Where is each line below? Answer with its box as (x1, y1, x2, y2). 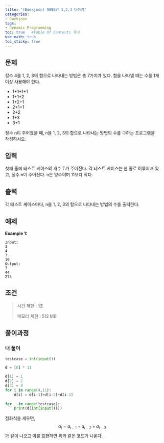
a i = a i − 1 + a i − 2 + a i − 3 (58, 423, 107, 431)
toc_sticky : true (5, 39, 41, 44)
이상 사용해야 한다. (5, 78, 41, 84)
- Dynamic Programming (5, 26, 51, 30)
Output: (5, 261, 21, 266)
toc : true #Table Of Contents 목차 (5, 30, 80, 35)
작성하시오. (5, 136, 26, 142)
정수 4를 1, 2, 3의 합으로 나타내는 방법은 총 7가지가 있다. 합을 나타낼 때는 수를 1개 (5, 72, 160, 78)
